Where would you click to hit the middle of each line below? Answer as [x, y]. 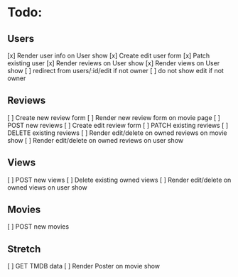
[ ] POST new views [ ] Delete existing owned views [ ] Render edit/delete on [119, 180]
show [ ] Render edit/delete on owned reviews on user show [95, 140]
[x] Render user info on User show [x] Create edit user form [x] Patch [109, 55]
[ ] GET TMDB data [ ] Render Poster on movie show [84, 266]
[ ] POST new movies [38, 227]
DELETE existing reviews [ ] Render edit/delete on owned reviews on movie [117, 133]
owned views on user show [47, 187]
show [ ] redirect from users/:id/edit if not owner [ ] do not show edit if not [115, 71]
